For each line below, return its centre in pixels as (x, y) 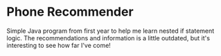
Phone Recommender (70, 12)
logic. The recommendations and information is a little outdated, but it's (108, 38)
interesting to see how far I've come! (59, 45)
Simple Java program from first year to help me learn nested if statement (110, 31)
